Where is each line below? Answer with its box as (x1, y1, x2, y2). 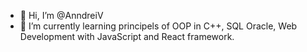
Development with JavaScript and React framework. (19, 31, 235, 42)
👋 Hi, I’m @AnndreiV (19, 10, 104, 21)
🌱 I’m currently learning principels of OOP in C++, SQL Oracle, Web (19, 20, 298, 32)
